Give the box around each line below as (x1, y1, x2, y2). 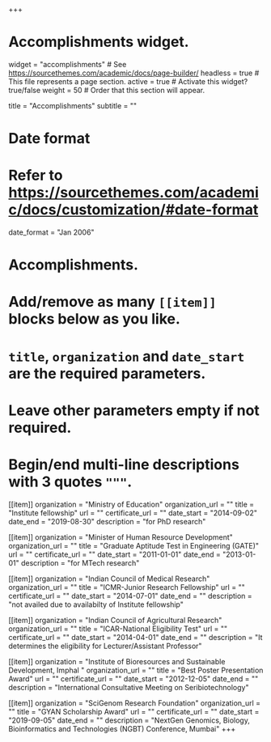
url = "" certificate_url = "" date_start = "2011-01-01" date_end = (8, 549, 221, 559)
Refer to (8, 167, 63, 184)
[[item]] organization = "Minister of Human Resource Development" (8, 532, 233, 542)
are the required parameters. (8, 364, 206, 383)
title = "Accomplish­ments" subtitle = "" (8, 100, 138, 110)
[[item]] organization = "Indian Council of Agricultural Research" (8, 615, 222, 625)
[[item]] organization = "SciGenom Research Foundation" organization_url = (8, 697, 261, 708)
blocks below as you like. (8, 310, 180, 329)
